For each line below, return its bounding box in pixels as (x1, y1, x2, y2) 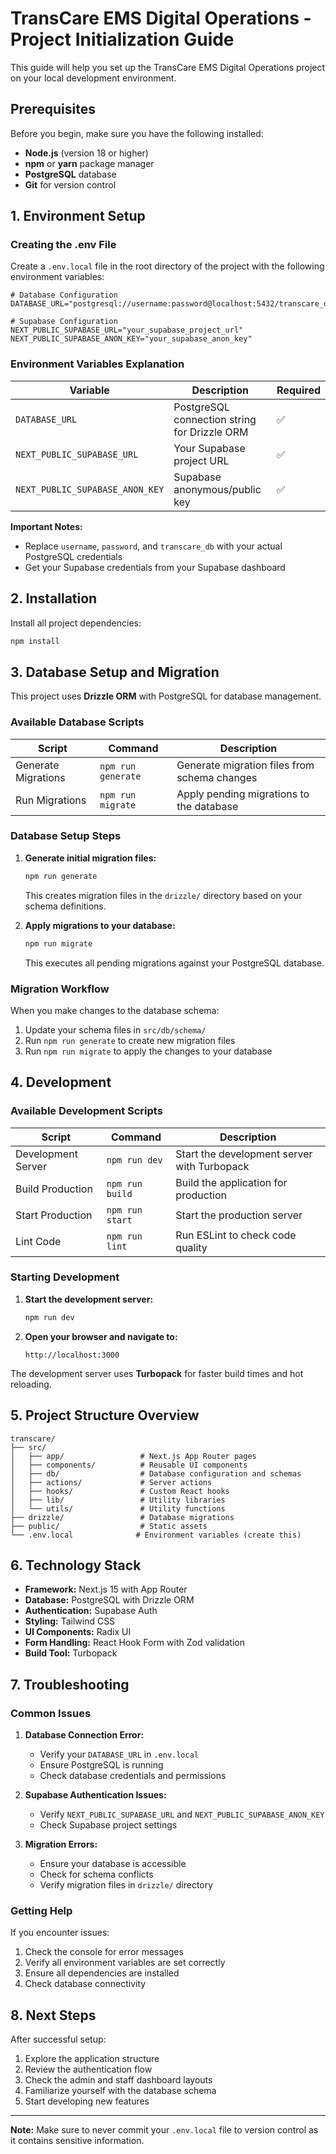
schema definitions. (24, 900, 107, 912)
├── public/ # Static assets (10, 1521, 208, 1531)
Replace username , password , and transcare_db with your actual (24, 540, 283, 552)
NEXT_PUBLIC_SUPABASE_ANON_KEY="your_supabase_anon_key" (10, 334, 253, 344)
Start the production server (175, 1208, 303, 1222)
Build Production (15, 1182, 93, 1196)
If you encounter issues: (10, 1927, 110, 1939)
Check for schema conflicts (39, 1868, 154, 1881)
